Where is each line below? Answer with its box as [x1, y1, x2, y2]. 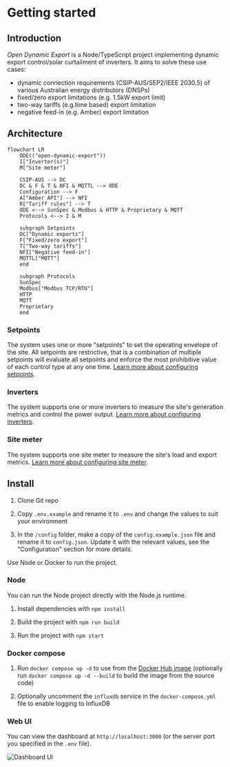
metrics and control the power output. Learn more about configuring [7, 410, 201, 419]
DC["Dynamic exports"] [19, 230, 85, 237]
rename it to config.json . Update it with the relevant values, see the [17, 537, 210, 546]
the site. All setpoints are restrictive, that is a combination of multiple [7, 348, 202, 357]
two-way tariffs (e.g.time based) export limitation [17, 101, 156, 108]
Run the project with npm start [17, 631, 105, 639]
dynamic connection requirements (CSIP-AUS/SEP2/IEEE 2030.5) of [17, 79, 211, 87]
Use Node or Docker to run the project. [7, 558, 118, 566]
